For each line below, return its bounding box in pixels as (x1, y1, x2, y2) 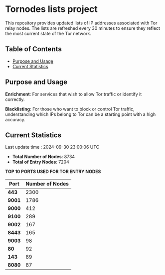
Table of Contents (5, 45, 62, 53)
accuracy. (5, 116, 26, 122)
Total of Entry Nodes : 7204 (12, 159, 70, 165)
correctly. (5, 96, 25, 102)
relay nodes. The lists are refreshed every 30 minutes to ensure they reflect (5, 25, 161, 31)
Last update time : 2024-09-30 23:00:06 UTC (5, 144, 100, 150)
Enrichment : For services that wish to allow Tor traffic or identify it (5, 91, 142, 97)
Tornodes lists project (5, 3, 98, 15)
